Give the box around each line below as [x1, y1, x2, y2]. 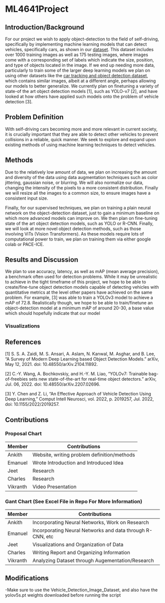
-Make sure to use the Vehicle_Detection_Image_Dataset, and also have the [5, 587, 158, 593]
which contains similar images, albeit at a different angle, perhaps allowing [5, 78, 156, 84]
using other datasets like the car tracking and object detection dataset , [5, 73, 148, 78]
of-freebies [5, 376, 28, 382]
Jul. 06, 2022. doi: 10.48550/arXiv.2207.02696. [5, 381, 101, 387]
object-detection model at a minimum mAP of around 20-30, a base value [5, 305, 154, 311]
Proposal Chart [5, 430, 42, 437]
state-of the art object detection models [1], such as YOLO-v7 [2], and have [5, 89, 158, 94]
